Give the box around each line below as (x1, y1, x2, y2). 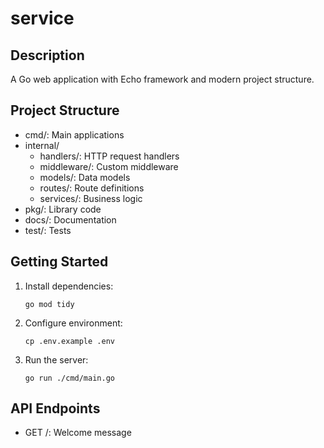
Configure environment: (24, 317, 123, 329)
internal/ (24, 139, 60, 151)
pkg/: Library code (24, 203, 102, 215)
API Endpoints (10, 400, 101, 417)
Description (10, 47, 85, 64)
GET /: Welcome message (24, 427, 132, 439)
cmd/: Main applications (24, 128, 125, 141)
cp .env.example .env (24, 336, 115, 346)
